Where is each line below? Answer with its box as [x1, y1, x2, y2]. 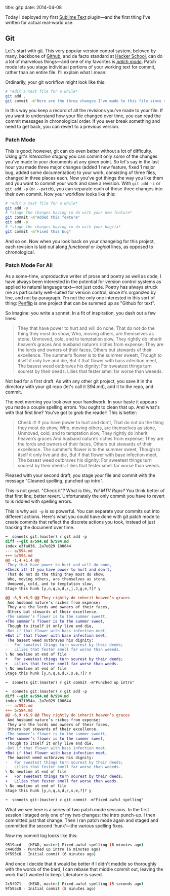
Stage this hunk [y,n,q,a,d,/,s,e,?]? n [5, 671, 92, 676]
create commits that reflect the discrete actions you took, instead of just [5, 519, 155, 525]
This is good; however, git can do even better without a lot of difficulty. [5, 148, 153, 154]
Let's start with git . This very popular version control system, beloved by [5, 48, 156, 54]
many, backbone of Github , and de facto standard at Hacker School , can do [5, 53, 163, 59]
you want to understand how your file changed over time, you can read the [5, 113, 161, 119]
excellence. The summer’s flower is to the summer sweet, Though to [17, 446, 161, 453]
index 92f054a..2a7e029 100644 [5, 699, 71, 704]
